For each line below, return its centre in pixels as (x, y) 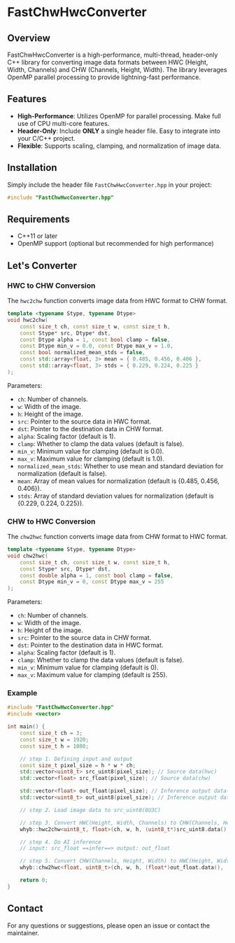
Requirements (38, 219)
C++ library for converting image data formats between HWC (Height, (108, 62)
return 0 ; (34, 880)
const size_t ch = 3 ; (51, 733)
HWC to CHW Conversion (51, 286)
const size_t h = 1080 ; (55, 746)
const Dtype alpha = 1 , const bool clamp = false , (95, 340)
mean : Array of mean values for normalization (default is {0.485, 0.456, (118, 481)
